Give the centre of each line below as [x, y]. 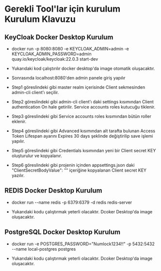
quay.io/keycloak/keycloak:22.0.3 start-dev [55, 59]
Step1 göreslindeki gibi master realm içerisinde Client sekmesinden [78, 87]
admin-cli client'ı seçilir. [35, 92]
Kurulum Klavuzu [40, 19]
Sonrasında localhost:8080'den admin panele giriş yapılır [68, 78]
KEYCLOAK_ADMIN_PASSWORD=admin [51, 54]
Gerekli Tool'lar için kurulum [63, 9]
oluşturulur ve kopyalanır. [37, 156]
